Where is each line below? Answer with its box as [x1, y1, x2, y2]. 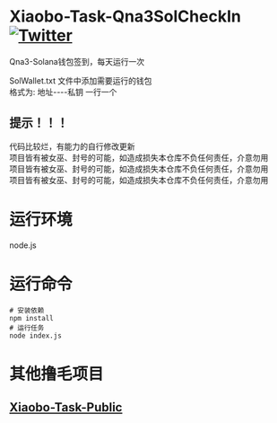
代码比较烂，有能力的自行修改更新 [9, 141, 135, 152]
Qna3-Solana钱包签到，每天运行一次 [9, 56, 145, 66]
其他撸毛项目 [9, 364, 105, 383]
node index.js [9, 330, 63, 340]
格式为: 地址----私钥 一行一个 [9, 86, 117, 97]
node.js [9, 240, 38, 251]
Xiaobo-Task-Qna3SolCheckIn [9, 6, 242, 27]
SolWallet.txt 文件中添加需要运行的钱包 [9, 75, 152, 86]
